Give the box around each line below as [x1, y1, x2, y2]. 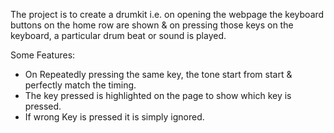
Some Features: [10, 49, 76, 61]
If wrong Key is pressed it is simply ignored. [24, 111, 205, 123]
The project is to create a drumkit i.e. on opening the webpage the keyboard [10, 9, 325, 20]
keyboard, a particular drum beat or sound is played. [10, 30, 227, 41]
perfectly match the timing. [24, 79, 137, 91]
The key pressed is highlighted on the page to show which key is [24, 90, 292, 101]
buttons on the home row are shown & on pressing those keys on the [10, 19, 294, 31]
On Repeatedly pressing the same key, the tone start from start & [24, 69, 293, 80]
